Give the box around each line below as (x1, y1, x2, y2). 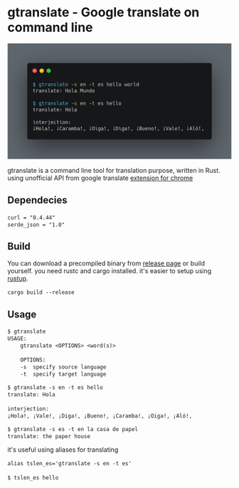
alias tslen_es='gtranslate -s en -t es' (7, 460, 132, 467)
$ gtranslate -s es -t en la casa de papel (7, 426, 139, 433)
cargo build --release (7, 289, 75, 296)
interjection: (7, 405, 50, 413)
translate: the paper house (7, 433, 91, 440)
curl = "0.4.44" (7, 214, 55, 221)
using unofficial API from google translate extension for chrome (7, 174, 193, 182)
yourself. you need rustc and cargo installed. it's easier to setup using (7, 267, 212, 275)
